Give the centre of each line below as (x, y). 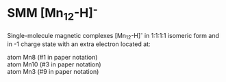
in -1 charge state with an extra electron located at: (79, 44)
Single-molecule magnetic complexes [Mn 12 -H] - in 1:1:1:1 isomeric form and (113, 36)
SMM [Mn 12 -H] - (52, 13)
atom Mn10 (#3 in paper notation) (54, 64)
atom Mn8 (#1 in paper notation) (52, 58)
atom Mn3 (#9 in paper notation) (53, 72)
